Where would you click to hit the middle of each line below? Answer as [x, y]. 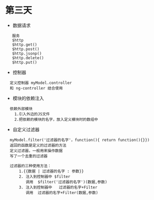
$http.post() [26, 49]
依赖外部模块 [21, 109]
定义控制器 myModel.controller [41, 83]
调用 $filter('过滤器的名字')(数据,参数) [66, 182]
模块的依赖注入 [28, 98]
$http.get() [25, 44]
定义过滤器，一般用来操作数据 [36, 151]
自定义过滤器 [26, 129]
